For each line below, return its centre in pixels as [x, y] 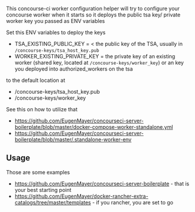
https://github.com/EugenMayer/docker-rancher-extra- [81, 196]
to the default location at [36, 80]
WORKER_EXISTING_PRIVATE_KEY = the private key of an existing [95, 56]
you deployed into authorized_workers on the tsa [74, 69]
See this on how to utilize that [42, 109]
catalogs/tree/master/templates [53, 202]
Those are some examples [38, 172]
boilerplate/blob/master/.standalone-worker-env [73, 140]
